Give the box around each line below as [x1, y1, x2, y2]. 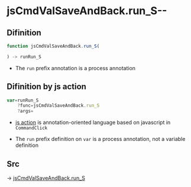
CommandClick [15, 125, 48, 131]
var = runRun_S [7, 97, 39, 103]
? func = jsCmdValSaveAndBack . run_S [17, 103, 100, 109]
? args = [17, 108, 34, 114]
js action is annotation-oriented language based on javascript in [15, 119, 171, 126]
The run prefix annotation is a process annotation [15, 64, 135, 71]
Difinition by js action [7, 81, 86, 92]
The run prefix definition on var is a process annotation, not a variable [15, 136, 186, 143]
